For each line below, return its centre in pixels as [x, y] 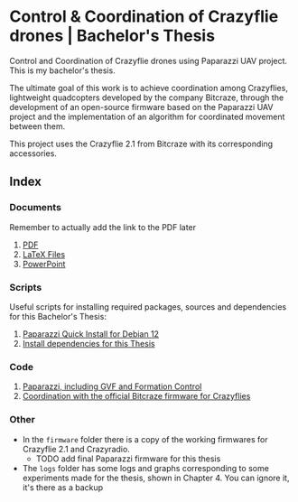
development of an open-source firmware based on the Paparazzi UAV [141, 107]
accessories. [33, 153]
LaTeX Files [44, 254]
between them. [37, 126]
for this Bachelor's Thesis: [58, 316]
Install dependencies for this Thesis [88, 343]
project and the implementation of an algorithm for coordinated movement [147, 116]
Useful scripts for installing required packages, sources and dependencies [148, 307]
